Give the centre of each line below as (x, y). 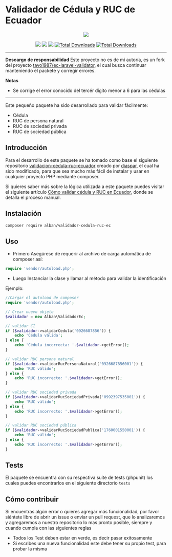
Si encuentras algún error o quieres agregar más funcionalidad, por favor (82, 512)
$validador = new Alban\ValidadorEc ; (46, 317)
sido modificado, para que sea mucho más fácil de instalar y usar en (77, 171)
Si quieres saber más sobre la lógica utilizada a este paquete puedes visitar (85, 187)
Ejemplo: (15, 288)
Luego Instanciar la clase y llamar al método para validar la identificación (89, 278)
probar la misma (30, 549)
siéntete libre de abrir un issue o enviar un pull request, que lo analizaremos (85, 517)
